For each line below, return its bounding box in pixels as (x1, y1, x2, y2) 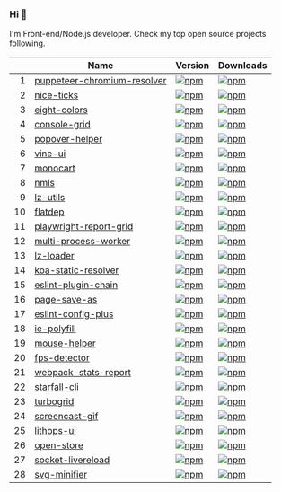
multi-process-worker (34, 235, 131, 248)
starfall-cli (34, 381, 79, 393)
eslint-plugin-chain (34, 278, 119, 291)
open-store (34, 439, 83, 452)
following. (9, 38, 46, 48)
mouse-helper (34, 337, 96, 349)
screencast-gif (34, 410, 99, 423)
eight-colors (34, 103, 88, 116)
